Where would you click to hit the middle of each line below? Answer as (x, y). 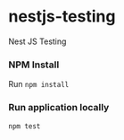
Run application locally (59, 108)
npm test (25, 126)
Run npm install (39, 84)
